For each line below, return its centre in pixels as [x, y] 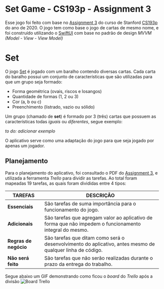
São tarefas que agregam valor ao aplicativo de [98, 218]
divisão [12, 281]
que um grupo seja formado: [34, 82]
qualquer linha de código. [73, 250]
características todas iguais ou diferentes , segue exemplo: [64, 121]
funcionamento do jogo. [72, 210]
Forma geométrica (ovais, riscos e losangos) [57, 91]
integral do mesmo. [66, 230]
